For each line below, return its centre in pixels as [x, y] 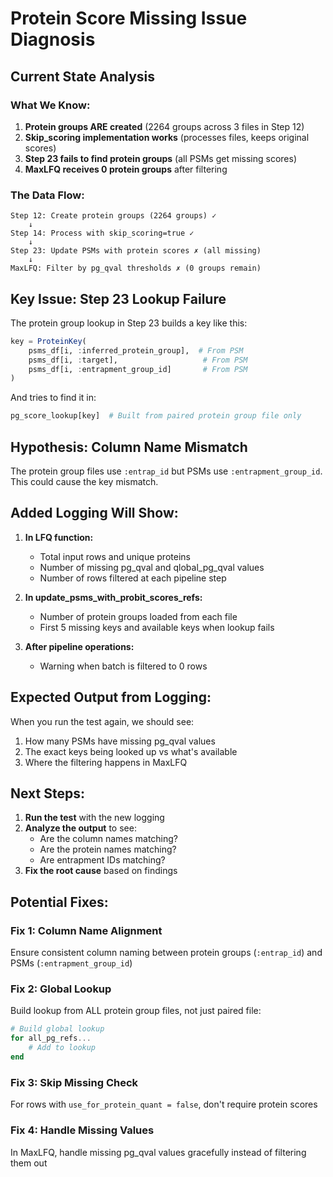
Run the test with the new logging [94, 818]
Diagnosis [53, 39]
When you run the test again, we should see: [102, 721]
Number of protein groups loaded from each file [138, 616]
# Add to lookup [62, 1048]
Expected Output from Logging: [111, 697]
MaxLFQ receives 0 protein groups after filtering [126, 169]
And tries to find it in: [53, 398]
